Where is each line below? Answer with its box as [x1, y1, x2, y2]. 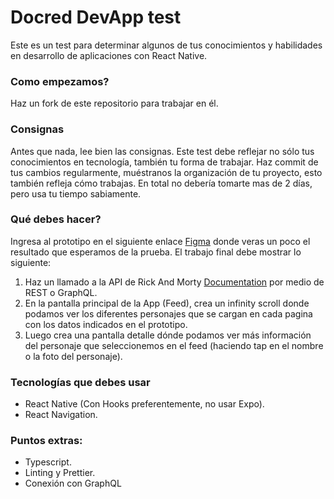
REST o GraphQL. [24, 286, 98, 298]
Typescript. [24, 456, 72, 468]
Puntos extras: [10, 434, 83, 448]
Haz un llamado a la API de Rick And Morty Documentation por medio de [24, 276, 325, 288]
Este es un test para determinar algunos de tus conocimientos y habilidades [10, 39, 323, 51]
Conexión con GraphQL [24, 477, 122, 490]
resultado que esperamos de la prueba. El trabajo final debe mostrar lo [10, 246, 302, 258]
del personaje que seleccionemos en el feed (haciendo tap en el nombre [24, 339, 324, 351]
